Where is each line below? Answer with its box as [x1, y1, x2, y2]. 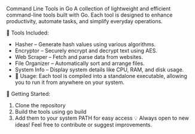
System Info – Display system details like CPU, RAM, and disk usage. [14, 66, 184, 73]
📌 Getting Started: [6, 91, 51, 97]
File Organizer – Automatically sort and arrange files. [14, 60, 145, 67]
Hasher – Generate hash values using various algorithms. [14, 41, 156, 48]
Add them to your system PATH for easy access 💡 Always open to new [14, 114, 190, 121]
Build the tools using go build [14, 108, 87, 115]
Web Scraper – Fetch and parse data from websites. [14, 54, 144, 60]
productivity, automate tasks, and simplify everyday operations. [6, 18, 163, 24]
